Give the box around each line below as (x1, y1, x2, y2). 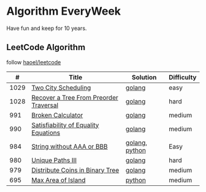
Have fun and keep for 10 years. (6, 24, 87, 32)
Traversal (31, 101, 59, 109)
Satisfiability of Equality (31, 120, 99, 129)
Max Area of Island (31, 175, 86, 184)
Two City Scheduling (31, 83, 91, 92)
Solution (131, 73, 157, 81)
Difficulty (168, 73, 197, 81)
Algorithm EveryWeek (6, 4, 121, 18)
